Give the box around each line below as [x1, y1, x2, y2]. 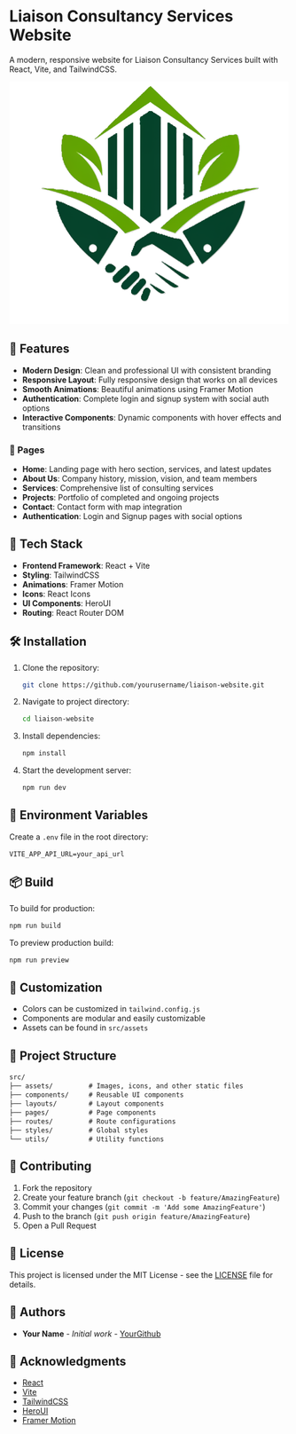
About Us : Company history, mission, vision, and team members [21, 473, 258, 484]
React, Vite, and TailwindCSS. [9, 64, 118, 75]
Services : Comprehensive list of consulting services [21, 482, 214, 493]
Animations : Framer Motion [21, 579, 124, 589]
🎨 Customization [9, 980, 103, 995]
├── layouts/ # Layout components [9, 1099, 165, 1108]
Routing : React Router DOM [21, 607, 124, 618]
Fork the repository [21, 1182, 93, 1193]
